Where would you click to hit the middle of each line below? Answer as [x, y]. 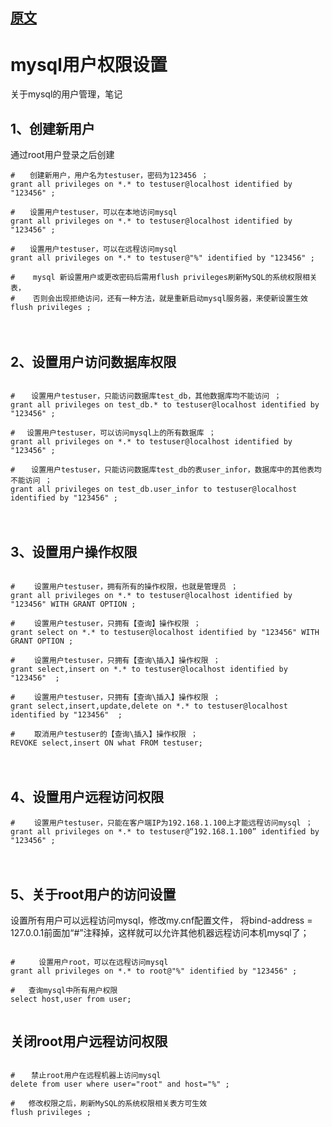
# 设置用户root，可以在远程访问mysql [89, 963]
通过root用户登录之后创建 [62, 155]
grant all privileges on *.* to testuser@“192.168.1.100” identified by [165, 831]
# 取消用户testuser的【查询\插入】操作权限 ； [104, 734]
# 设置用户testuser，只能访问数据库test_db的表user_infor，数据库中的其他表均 [166, 469]
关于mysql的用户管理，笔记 [66, 94]
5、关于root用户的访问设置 [93, 894]
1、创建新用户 [53, 128]
